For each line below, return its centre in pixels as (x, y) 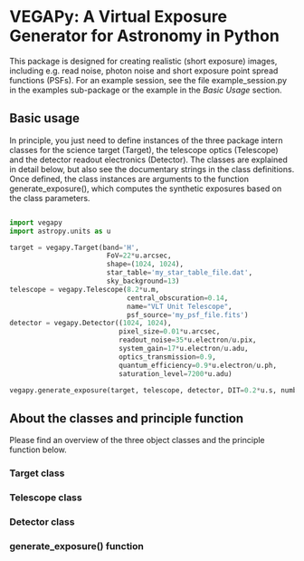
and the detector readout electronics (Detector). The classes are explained (148, 160)
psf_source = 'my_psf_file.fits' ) (187, 314)
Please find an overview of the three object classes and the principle (137, 440)
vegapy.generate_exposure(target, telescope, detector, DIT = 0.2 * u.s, (143, 390)
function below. (38, 450)
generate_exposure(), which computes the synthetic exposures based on (146, 189)
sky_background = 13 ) (143, 281)
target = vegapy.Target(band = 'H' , (75, 247)
